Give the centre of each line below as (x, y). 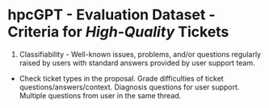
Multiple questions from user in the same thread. (100, 95)
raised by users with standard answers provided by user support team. (137, 63)
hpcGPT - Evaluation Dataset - (111, 15)
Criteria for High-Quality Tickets (118, 32)
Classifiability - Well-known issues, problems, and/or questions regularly (140, 54)
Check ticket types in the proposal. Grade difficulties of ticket (121, 78)
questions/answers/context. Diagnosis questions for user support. (129, 87)
